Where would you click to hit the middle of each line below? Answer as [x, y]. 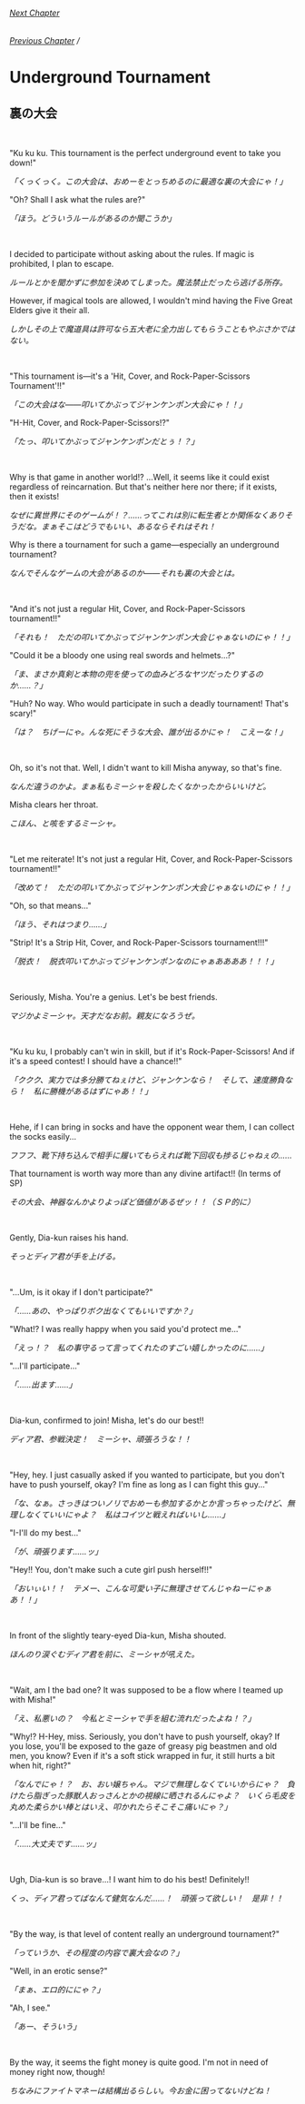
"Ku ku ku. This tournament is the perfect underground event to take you [145, 153]
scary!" [23, 714]
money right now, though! [58, 2072]
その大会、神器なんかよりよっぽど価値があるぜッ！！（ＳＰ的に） [133, 1202]
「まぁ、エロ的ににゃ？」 [57, 1990]
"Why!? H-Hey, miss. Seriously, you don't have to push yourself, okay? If [145, 1737]
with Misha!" [33, 1700]
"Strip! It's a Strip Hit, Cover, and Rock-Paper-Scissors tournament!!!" [139, 943]
